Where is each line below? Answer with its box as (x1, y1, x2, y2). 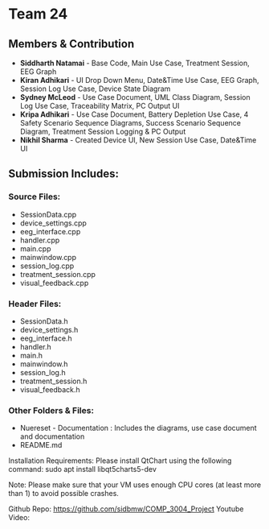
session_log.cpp (19, 261, 75, 271)
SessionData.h (19, 316, 68, 326)
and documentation (19, 432, 85, 441)
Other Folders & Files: (8, 404, 95, 415)
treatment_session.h (19, 376, 88, 386)
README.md (19, 440, 63, 450)
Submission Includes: (8, 167, 119, 181)
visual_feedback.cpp (19, 278, 89, 287)
